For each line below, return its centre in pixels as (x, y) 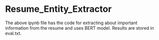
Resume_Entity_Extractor (58, 9)
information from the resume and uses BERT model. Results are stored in (79, 28)
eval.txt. (13, 33)
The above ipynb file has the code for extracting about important (71, 23)
